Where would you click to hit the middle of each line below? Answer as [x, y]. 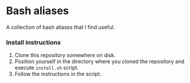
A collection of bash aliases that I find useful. [61, 27]
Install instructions [34, 42]
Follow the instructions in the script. [58, 74]
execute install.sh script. [46, 68]
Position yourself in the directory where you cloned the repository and [99, 62]
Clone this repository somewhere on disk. [65, 55]
